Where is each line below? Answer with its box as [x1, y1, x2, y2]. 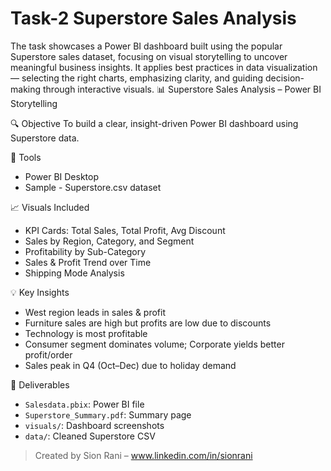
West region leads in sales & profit [24, 306, 167, 318]
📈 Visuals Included [10, 201, 90, 213]
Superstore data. [10, 132, 80, 144]
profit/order [24, 348, 73, 361]
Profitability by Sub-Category [24, 245, 147, 257]
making [10, 83, 42, 95]
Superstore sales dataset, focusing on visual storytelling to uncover [10, 50, 288, 62]
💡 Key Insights [10, 286, 70, 298]
